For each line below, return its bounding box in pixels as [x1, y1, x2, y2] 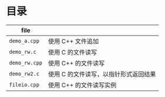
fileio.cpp [9, 81, 39, 88]
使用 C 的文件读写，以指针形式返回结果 [48, 70, 156, 78]
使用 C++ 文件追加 [48, 37, 99, 45]
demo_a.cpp [9, 37, 39, 44]
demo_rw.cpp [9, 59, 43, 66]
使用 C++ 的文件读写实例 [48, 81, 117, 89]
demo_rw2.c [9, 70, 39, 77]
